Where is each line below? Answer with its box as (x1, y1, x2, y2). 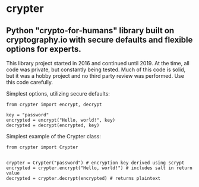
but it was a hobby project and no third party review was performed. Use (6, 72, 184, 79)
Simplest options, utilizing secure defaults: (6, 90, 110, 97)
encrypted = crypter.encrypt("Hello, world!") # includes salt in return (6, 165, 193, 171)
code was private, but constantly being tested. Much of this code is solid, (6, 66, 186, 73)
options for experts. (6, 44, 81, 54)
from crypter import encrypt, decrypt (6, 102, 102, 107)
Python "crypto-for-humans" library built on (6, 26, 175, 36)
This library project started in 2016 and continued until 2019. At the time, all (6, 60, 190, 66)
